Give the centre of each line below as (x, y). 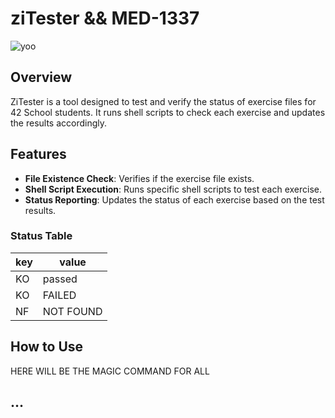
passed (60, 279)
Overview (41, 77)
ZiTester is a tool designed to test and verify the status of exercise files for (163, 101)
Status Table (41, 236)
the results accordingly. (59, 123)
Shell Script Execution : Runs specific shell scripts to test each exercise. (173, 189)
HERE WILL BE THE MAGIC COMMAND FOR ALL (110, 371)
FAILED (59, 295)
